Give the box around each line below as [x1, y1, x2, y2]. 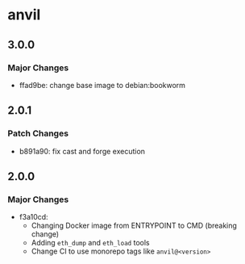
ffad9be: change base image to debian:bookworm [19, 80, 186, 90]
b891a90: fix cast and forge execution [19, 146, 146, 156]
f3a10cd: [19, 212, 49, 222]
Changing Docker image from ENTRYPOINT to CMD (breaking [31, 220, 237, 231]
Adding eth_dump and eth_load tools [31, 238, 150, 248]
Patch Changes [7, 128, 69, 139]
